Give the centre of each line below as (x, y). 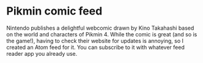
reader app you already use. (42, 53)
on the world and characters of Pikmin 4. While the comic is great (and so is (102, 34)
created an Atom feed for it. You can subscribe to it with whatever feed (95, 47)
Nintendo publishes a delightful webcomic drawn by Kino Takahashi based (100, 28)
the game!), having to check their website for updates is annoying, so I (95, 41)
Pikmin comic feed (54, 11)
